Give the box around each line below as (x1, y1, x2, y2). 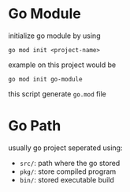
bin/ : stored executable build (19, 175, 114, 184)
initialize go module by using (8, 31, 101, 40)
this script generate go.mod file (8, 88, 106, 99)
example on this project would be (8, 60, 117, 70)
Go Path (8, 117, 61, 135)
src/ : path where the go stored (19, 158, 121, 168)
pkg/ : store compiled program (19, 167, 117, 176)
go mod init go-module (8, 75, 83, 83)
